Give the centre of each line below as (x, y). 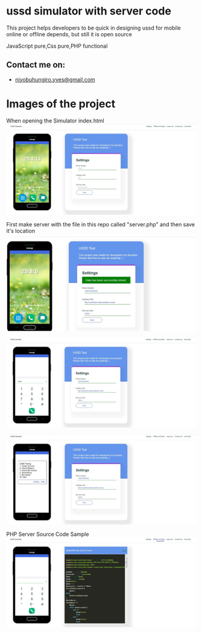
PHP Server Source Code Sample (48, 534)
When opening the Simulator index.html (55, 120)
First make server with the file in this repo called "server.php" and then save (100, 224)
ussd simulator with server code (89, 11)
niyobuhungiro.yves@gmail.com (55, 79)
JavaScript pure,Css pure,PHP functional (57, 46)
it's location (21, 231)
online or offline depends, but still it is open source (69, 34)
